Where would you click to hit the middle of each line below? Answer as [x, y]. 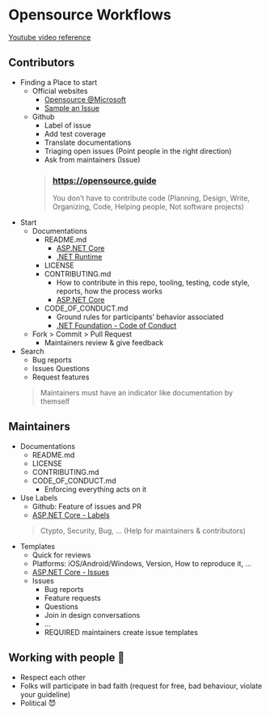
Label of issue [67, 125]
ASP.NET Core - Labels [71, 514]
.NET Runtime [79, 257]
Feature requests [72, 598]
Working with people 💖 [67, 658]
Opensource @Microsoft [85, 99]
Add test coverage [75, 133]
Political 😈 [38, 703]
